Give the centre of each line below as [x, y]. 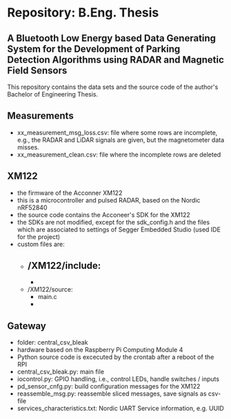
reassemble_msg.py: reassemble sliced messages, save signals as [112, 394]
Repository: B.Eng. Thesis [83, 13]
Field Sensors [37, 70]
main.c [47, 297]
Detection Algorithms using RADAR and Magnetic [115, 60]
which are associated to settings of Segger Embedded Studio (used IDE [119, 229]
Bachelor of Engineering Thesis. [53, 94]
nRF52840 [32, 207]
